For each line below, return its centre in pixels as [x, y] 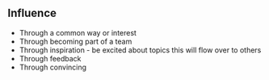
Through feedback [50, 58]
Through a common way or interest [78, 32]
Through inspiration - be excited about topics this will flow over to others [140, 50]
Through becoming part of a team [76, 41]
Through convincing [53, 67]
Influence [32, 13]
